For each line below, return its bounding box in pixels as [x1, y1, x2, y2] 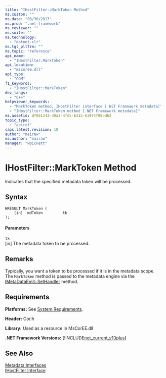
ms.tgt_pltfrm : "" [5, 44, 43, 49]
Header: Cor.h [5, 316, 35, 322]
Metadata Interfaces [5, 362, 46, 368]
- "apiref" [9, 122, 32, 127]
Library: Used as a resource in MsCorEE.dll [5, 325, 93, 331]
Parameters [5, 225, 30, 231]
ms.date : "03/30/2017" [5, 16, 52, 21]
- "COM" [9, 76, 26, 81]
